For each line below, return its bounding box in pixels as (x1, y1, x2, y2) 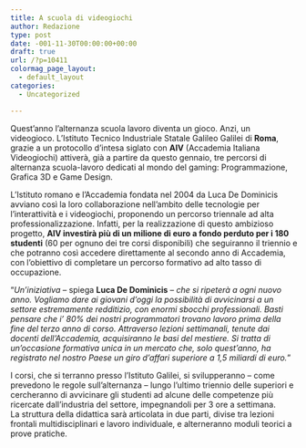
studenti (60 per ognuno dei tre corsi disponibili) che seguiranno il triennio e (10, 237, 298, 248)
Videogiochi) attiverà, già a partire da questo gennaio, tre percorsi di (10, 151, 267, 162)
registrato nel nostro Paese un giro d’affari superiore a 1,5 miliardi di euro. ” (10, 352, 291, 363)
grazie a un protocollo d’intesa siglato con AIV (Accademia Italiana (10, 142, 260, 153)
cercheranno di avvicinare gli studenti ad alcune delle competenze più (10, 389, 274, 400)
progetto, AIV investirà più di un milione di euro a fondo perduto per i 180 (10, 227, 290, 238)
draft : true (10, 47, 56, 57)
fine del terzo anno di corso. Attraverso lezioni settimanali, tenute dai (10, 323, 270, 334)
